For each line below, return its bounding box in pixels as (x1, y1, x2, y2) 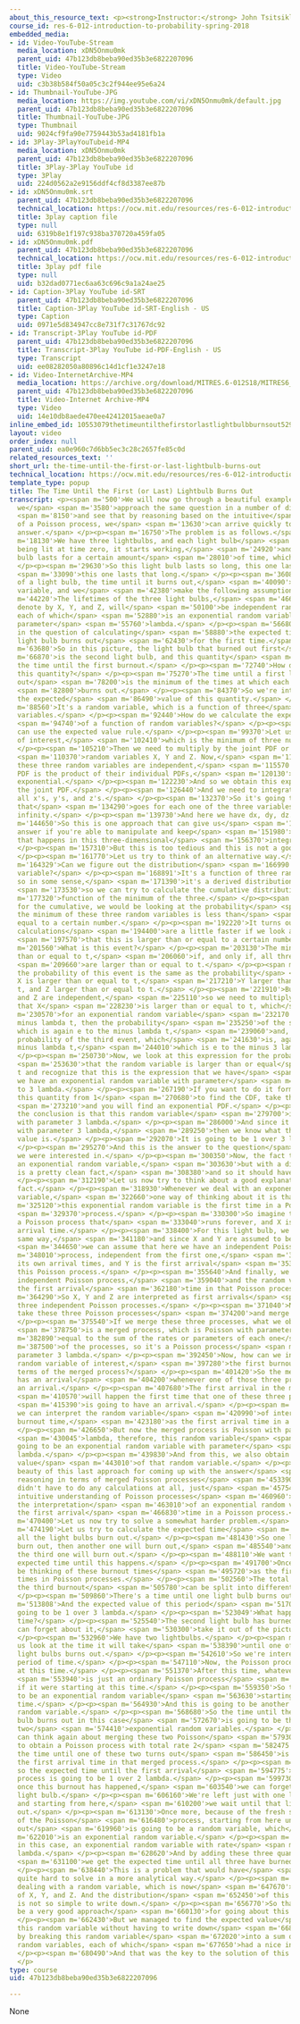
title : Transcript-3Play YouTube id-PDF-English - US (17, 345, 221, 354)
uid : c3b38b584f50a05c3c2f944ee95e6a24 (17, 80, 166, 88)
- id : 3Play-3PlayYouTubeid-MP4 (9, 138, 129, 147)
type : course (9, 1965, 58, 1975)
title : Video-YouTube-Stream (17, 63, 126, 72)
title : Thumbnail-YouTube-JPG (17, 113, 129, 122)
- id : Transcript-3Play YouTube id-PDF (9, 329, 158, 338)
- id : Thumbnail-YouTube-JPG (9, 88, 118, 97)
